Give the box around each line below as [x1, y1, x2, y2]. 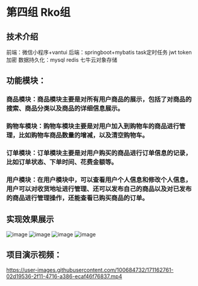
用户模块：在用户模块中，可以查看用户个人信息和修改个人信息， [6, 176, 192, 184]
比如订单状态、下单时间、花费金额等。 [6, 158, 118, 166]
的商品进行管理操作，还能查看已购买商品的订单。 [6, 194, 149, 203]
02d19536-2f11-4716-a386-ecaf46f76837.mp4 [6, 273, 123, 280]
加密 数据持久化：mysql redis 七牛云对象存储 [6, 56, 118, 63]
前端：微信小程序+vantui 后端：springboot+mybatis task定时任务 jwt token [6, 49, 192, 56]
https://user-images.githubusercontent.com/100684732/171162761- [6, 266, 174, 273]
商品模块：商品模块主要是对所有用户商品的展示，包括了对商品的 [6, 95, 192, 103]
